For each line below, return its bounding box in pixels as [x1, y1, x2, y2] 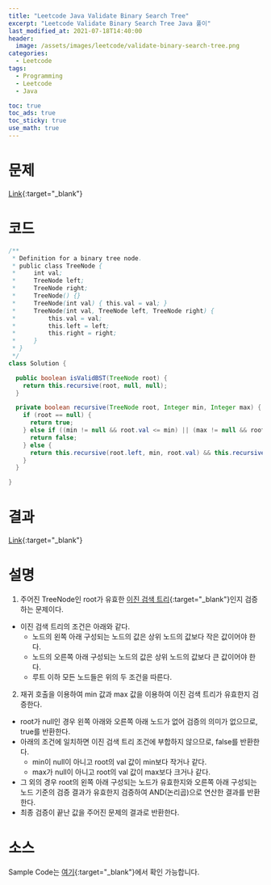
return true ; [29, 419, 74, 427]
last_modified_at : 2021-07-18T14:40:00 [8, 27, 143, 35]
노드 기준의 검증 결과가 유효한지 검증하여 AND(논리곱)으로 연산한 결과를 [19, 787, 246, 797]
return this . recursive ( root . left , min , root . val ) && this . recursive [29, 449, 265, 457]
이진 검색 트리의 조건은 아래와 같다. [19, 622, 131, 631]
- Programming [15, 72, 63, 80]
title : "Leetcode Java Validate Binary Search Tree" [8, 11, 190, 20]
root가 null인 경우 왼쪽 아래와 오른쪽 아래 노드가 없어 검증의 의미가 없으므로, [19, 717, 258, 726]
